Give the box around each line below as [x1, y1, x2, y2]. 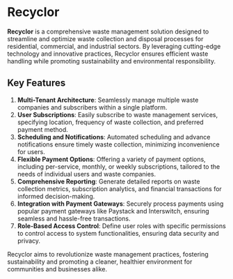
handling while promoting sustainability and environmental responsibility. [7, 56, 216, 65]
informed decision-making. [17, 192, 95, 200]
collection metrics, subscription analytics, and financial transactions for [17, 184, 223, 193]
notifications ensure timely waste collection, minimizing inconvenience [17, 140, 220, 149]
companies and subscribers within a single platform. [17, 103, 168, 112]
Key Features [7, 77, 66, 89]
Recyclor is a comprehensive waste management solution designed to [7, 27, 209, 36]
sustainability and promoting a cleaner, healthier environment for [7, 257, 193, 266]
